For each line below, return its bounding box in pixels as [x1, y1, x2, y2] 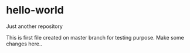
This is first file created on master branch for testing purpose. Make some [6, 34, 185, 41]
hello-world [6, 3, 65, 17]
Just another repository [6, 23, 63, 30]
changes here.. [6, 40, 43, 47]
